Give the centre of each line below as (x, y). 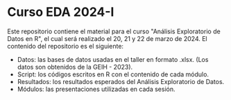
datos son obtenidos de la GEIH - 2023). (75, 67)
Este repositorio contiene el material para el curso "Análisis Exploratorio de (114, 31)
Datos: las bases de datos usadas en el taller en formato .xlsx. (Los (113, 59)
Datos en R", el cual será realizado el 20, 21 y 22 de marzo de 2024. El (108, 38)
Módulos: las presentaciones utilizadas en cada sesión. (96, 89)
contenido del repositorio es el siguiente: (65, 46)
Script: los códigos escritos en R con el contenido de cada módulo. (113, 74)
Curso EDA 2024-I (61, 12)
